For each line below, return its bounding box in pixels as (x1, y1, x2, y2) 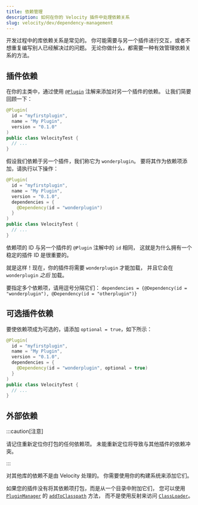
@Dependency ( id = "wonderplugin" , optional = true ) (17, 365, 148, 371)
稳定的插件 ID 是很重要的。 (6, 251, 72, 258)
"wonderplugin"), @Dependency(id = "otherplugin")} (6, 290, 137, 297)
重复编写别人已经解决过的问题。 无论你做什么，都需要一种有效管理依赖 (11, 44, 185, 51)
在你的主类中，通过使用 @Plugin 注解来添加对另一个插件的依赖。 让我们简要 (6, 88, 191, 95)
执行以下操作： (21, 165, 58, 172)
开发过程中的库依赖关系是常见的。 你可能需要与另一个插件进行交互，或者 (6, 37, 185, 44)
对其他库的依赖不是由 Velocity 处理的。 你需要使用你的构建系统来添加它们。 (6, 472, 193, 479)
